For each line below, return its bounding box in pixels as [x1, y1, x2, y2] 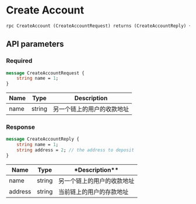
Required [6, 57, 33, 65]
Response [6, 123, 35, 131]
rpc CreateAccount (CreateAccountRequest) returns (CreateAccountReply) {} [6, 23, 194, 29]
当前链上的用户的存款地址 [58, 188, 129, 196]
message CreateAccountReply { [6, 136, 80, 142]
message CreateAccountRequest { [6, 70, 85, 76]
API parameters [6, 39, 64, 49]
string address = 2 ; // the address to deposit [16, 147, 134, 153]
